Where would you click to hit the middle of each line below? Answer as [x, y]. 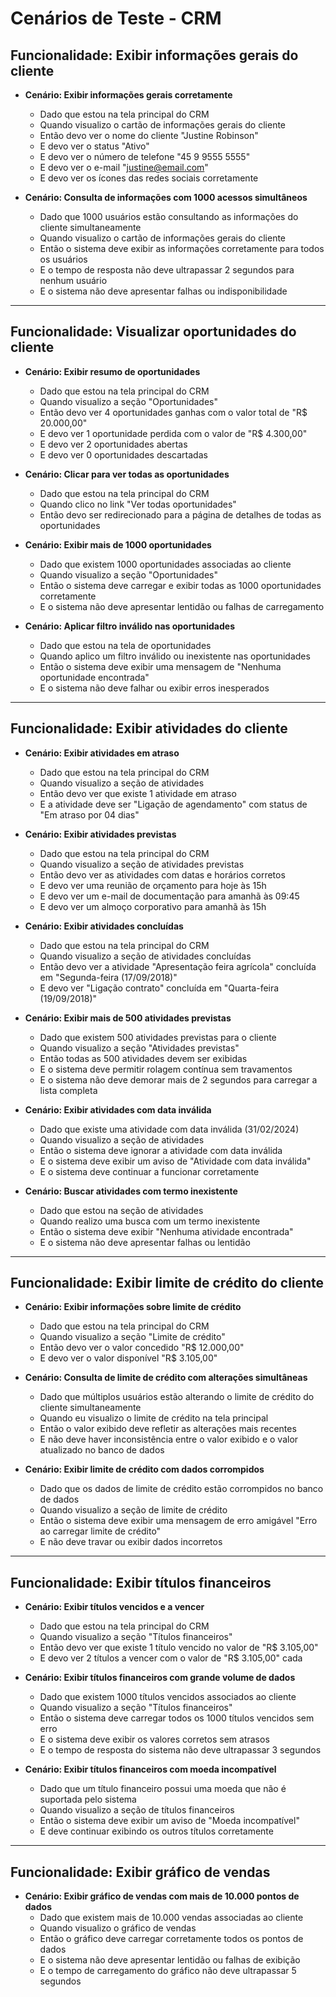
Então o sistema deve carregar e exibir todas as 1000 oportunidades [180, 585]
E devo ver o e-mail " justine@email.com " [124, 167]
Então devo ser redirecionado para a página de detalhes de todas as [180, 514]
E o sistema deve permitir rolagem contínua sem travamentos [166, 1069]
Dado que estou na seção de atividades [121, 1210]
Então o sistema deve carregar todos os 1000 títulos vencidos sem [177, 1718]
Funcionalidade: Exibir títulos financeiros [141, 1582]
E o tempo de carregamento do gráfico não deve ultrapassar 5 [168, 1971]
